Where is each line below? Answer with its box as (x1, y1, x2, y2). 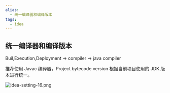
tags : (5, 17, 17, 22)
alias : (5, 7, 19, 13)
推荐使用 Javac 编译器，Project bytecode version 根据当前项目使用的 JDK (5, 66, 160, 72)
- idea (10, 21, 24, 27)
